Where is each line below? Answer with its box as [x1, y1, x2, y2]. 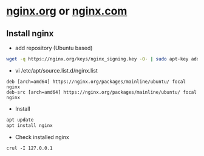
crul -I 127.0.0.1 [6, 145, 53, 151]
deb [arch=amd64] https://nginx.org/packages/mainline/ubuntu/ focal [6, 79, 186, 85]
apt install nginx [6, 122, 53, 128]
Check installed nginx [15, 133, 70, 140]
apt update [6, 117, 34, 123]
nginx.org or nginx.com [6, 4, 127, 18]
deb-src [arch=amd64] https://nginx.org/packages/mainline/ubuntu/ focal [6, 89, 197, 95]
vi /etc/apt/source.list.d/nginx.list [15, 67, 98, 74]
